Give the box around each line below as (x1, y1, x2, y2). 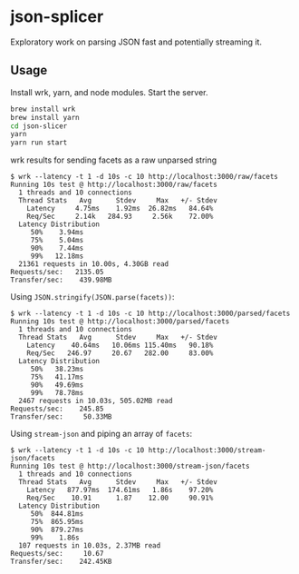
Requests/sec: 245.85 (10, 404, 104, 414)
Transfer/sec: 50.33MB (10, 412, 112, 421)
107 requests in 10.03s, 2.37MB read (18, 541, 161, 550)
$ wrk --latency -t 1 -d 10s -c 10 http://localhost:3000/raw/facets (10, 173, 279, 182)
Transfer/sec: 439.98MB (10, 275, 112, 285)
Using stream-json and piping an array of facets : (10, 429, 193, 440)
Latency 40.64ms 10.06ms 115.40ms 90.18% (26, 341, 214, 351)
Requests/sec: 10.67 (10, 549, 104, 559)
